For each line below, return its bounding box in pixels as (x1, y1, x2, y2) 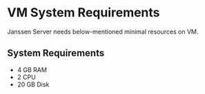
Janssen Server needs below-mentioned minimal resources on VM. (7, 27, 199, 36)
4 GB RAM (17, 65, 47, 73)
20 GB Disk (17, 80, 50, 89)
